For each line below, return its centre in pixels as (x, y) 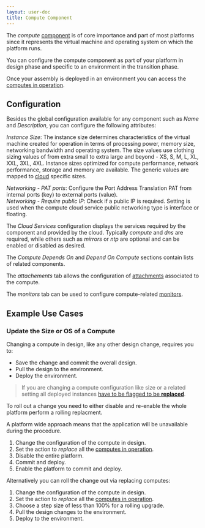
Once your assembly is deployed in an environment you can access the (96, 78)
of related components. (36, 264)
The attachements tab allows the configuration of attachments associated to (103, 276)
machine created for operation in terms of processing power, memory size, (101, 144)
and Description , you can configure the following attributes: (81, 126)
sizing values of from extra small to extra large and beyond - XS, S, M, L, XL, (102, 157)
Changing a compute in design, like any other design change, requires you (100, 344)
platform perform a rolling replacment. (54, 412)
